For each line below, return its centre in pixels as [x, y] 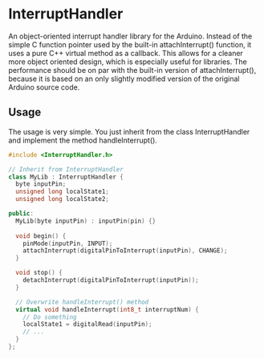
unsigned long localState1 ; [63, 192]
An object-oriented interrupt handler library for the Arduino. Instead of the [130, 36]
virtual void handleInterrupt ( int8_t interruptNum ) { [107, 309]
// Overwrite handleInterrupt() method [82, 302]
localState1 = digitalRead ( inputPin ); [87, 324]
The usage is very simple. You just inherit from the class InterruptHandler [129, 131]
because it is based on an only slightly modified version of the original [124, 78]
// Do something [50, 317]
